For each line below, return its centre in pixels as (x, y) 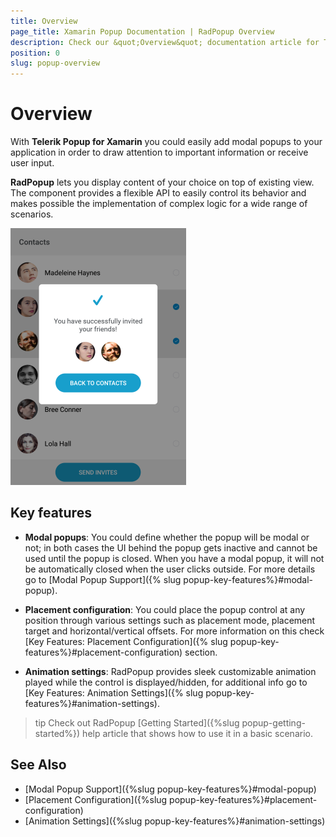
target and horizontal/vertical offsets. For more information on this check (174, 631)
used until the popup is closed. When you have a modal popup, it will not (174, 558)
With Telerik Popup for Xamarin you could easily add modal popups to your (166, 142)
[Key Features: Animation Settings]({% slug (114, 692)
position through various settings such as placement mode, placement (170, 620)
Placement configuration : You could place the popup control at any (165, 609)
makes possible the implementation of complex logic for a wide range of (159, 204)
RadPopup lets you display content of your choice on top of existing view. (162, 182)
